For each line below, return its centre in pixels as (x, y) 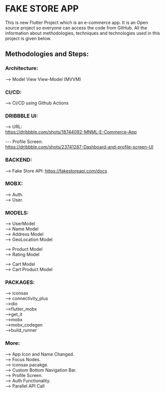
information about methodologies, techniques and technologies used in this (83, 33)
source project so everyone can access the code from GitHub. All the (76, 27)
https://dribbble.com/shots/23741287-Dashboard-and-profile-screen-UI (79, 147)
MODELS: (17, 212)
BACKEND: (19, 160)
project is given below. (28, 38)
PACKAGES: (20, 282)
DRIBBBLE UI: (22, 116)
